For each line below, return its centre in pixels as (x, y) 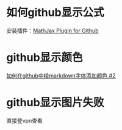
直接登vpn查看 (24, 120)
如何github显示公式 (56, 13)
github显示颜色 (45, 58)
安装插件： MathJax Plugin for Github (52, 31)
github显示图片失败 (56, 103)
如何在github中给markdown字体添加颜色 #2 (61, 75)
